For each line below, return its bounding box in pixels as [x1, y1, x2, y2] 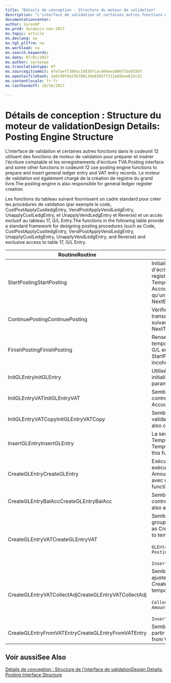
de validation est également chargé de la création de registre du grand [5, 175, 153, 181]
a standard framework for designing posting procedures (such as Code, [5, 222, 156, 229]
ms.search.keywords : [5, 50, 49, 55]
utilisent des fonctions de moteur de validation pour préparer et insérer [5, 153, 154, 159]
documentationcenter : [5, 17, 51, 22]
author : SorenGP [5, 21, 40, 27]
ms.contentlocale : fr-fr [5, 78, 58, 83]
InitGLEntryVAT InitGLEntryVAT [8, 394, 80, 402]
